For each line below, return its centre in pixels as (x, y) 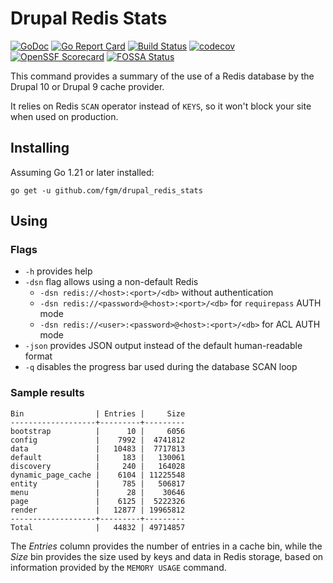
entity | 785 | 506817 (98, 483)
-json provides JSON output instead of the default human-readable (163, 346)
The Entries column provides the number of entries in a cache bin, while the (166, 546)
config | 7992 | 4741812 (98, 440)
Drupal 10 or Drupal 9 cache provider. (87, 86)
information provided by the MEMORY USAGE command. (118, 567)
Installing (40, 148)
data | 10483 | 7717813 (98, 448)
